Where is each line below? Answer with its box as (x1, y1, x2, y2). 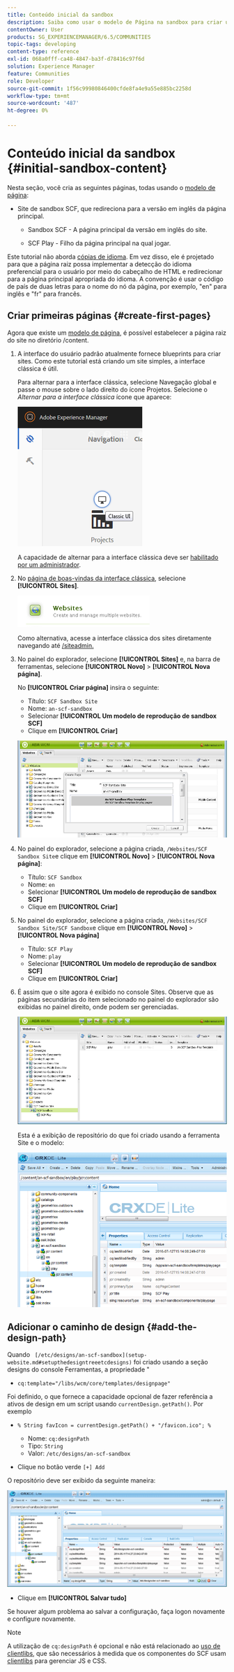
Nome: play (27, 952, 61, 960)
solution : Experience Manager (7, 63, 95, 70)
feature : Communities (7, 70, 70, 77)
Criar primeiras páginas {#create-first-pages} (7, 310, 211, 322)
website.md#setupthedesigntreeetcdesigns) (7, 1360, 132, 1367)
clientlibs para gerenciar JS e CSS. (7, 1657, 107, 1665)
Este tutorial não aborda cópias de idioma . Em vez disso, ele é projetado (7, 252, 214, 261)
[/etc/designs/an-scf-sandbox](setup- (34, 1352, 148, 1359)
